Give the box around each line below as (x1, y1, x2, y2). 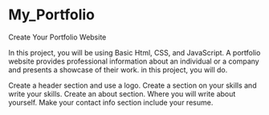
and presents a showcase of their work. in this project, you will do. (8, 64, 228, 74)
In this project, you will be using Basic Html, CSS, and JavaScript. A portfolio (8, 47, 261, 57)
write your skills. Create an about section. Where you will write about (8, 88, 236, 98)
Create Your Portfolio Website (8, 32, 107, 42)
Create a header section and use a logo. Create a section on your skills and (8, 80, 257, 90)
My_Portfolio (8, 6, 95, 24)
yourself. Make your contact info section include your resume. (8, 97, 214, 107)
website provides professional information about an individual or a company (8, 56, 259, 66)
